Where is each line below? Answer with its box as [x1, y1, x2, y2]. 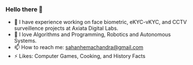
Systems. [13, 37, 37, 45]
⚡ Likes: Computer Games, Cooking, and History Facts [13, 53, 146, 60]
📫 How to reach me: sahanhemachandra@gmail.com [13, 44, 144, 51]
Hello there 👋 [5, 5, 43, 13]
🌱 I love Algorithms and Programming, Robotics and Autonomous [13, 31, 171, 38]
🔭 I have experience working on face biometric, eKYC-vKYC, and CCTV [13, 19, 187, 26]
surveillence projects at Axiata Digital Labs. [13, 25, 118, 32]
